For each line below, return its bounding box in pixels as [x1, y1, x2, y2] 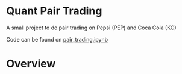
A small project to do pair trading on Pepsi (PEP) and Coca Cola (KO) [6, 24, 177, 31]
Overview [6, 57, 56, 70]
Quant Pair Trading [6, 4, 102, 18]
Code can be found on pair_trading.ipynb [6, 35, 108, 43]
